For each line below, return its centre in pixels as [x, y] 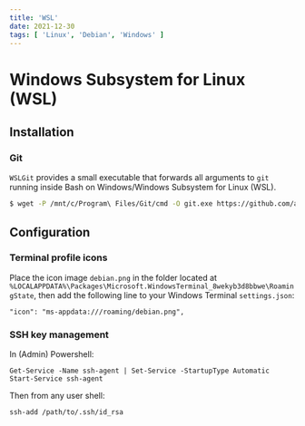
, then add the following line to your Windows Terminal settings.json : [164, 295]
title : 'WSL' [34, 18]
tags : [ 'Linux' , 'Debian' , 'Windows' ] [87, 34]
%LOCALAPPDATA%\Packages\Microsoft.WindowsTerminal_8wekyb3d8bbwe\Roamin [152, 286]
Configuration [50, 232]
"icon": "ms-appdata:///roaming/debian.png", [97, 312]
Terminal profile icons [59, 257]
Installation [42, 132]
